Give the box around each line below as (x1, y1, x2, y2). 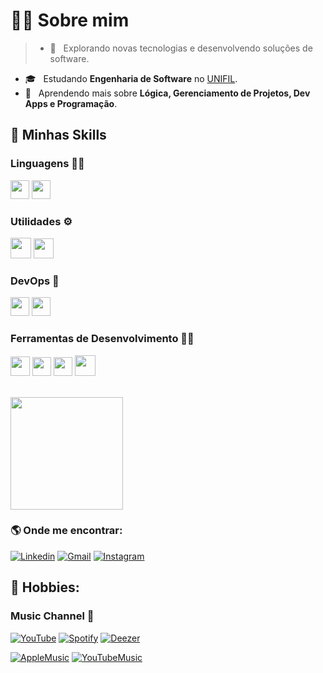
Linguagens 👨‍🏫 (10, 157, 85, 171)
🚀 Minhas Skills (10, 127, 107, 144)
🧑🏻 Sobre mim (10, 9, 130, 32)
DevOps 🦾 (10, 274, 60, 288)
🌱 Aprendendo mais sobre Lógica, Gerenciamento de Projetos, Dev (24, 87, 311, 99)
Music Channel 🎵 (10, 609, 95, 623)
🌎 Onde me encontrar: (10, 524, 123, 538)
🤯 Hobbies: (10, 579, 80, 596)
